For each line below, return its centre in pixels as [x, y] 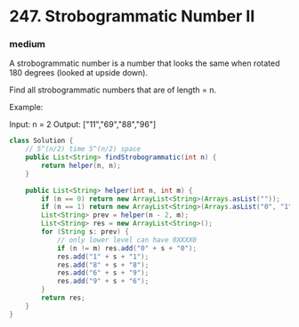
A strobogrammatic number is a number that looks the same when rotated [145, 63]
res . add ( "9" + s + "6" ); [103, 282]
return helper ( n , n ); [81, 166]
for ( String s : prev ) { [85, 232]
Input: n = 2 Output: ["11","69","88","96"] [83, 124]
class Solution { [41, 141]
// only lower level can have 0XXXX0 [127, 240]
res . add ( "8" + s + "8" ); [103, 265]
